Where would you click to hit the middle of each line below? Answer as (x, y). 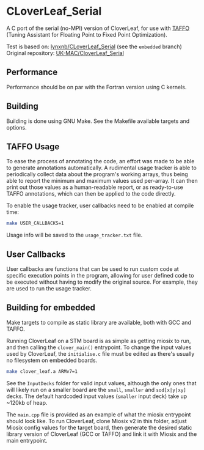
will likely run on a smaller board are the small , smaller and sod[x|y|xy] (96, 389)
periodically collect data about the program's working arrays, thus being (97, 174)
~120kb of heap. (27, 402)
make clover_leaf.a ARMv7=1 (42, 371)
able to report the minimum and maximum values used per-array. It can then (102, 181)
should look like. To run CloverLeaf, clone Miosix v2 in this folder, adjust (97, 421)
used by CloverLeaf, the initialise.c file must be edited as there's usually (100, 353)
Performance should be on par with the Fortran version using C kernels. (97, 87)
